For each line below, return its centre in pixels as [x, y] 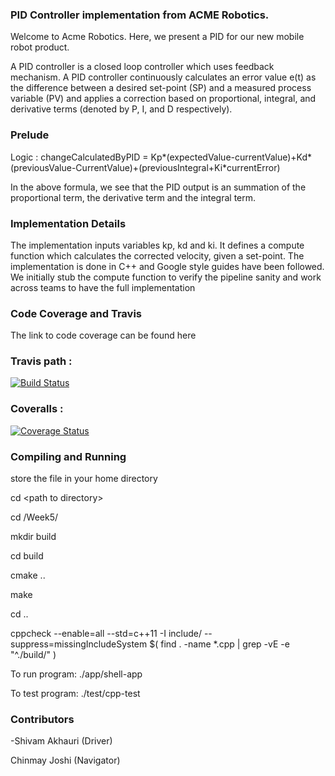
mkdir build [33, 537]
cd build [27, 556]
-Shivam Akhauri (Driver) [61, 741]
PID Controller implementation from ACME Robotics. [140, 15]
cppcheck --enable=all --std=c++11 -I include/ [106, 634]
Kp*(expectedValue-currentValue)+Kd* [231, 157]
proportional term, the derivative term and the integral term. [133, 197]
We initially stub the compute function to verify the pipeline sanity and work [166, 277]
